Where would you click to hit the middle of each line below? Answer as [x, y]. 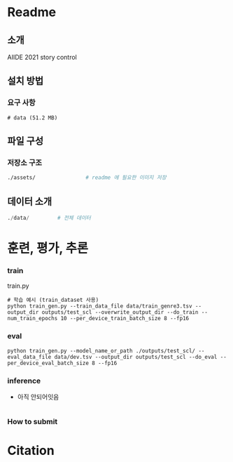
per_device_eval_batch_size [48, 363]
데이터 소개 [30, 201]
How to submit [33, 421]
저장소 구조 [25, 163]
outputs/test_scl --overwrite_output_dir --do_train [120, 312]
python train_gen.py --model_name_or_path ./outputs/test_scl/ [101, 351]
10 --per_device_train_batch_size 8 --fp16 [125, 319]
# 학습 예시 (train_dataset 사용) [53, 300]
